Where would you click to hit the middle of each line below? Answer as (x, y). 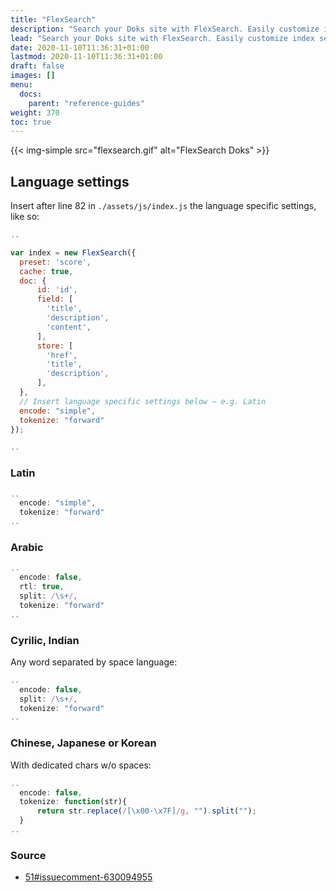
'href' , (62, 355)
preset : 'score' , (55, 262)
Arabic (27, 548)
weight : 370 (35, 112)
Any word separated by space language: (94, 662)
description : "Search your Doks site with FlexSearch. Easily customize (165, 29)
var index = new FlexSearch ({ (73, 252)
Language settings (70, 181)
